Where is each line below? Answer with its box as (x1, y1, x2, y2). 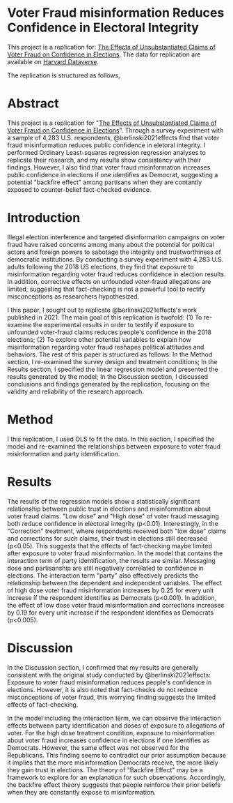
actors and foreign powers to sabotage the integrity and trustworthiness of (7, 248, 221, 256)
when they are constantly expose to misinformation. (7, 788, 156, 796)
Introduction (7, 210, 81, 226)
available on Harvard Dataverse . (7, 57, 99, 66)
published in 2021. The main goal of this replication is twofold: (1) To (7, 313, 202, 322)
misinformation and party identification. (7, 449, 120, 458)
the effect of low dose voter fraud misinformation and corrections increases (7, 601, 225, 609)
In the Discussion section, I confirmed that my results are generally (7, 663, 199, 671)
